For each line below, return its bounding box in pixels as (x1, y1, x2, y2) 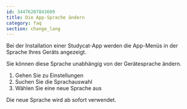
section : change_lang (6, 25, 61, 32)
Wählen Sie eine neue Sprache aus (14, 85, 102, 92)
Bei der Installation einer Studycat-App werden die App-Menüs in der (6, 42, 178, 49)
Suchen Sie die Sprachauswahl (14, 78, 92, 86)
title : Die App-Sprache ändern (6, 14, 85, 20)
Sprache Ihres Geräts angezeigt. (6, 49, 87, 56)
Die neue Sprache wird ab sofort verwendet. (6, 96, 116, 104)
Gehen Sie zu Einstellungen (14, 72, 83, 79)
